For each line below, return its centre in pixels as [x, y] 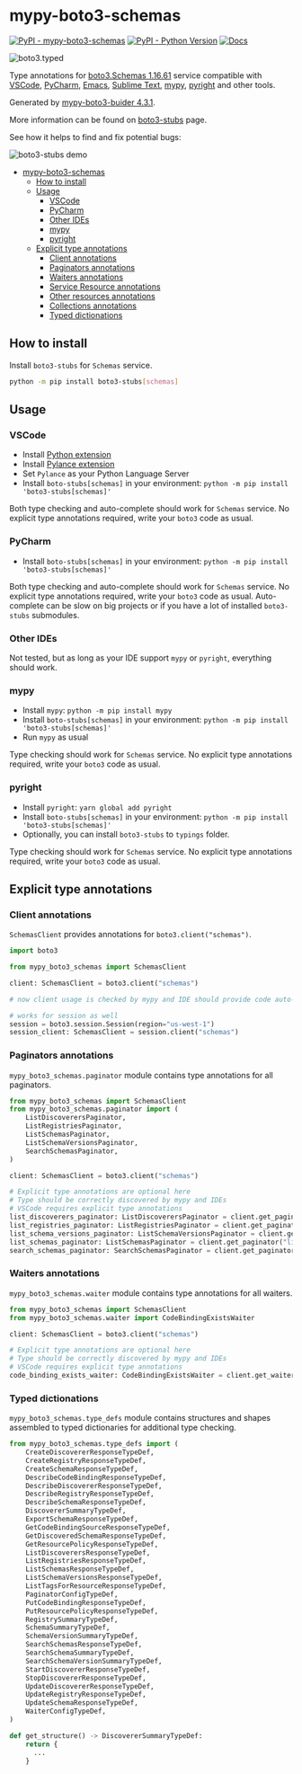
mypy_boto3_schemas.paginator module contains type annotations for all [142, 1075]
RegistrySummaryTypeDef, [72, 1619]
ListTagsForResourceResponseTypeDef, [96, 1586]
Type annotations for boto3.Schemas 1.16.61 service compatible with [136, 75]
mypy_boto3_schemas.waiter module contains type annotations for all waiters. [151, 1293]
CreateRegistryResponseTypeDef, [86, 1460]
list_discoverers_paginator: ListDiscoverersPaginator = [118, 1217]
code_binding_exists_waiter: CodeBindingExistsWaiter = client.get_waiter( [154, 1376]
